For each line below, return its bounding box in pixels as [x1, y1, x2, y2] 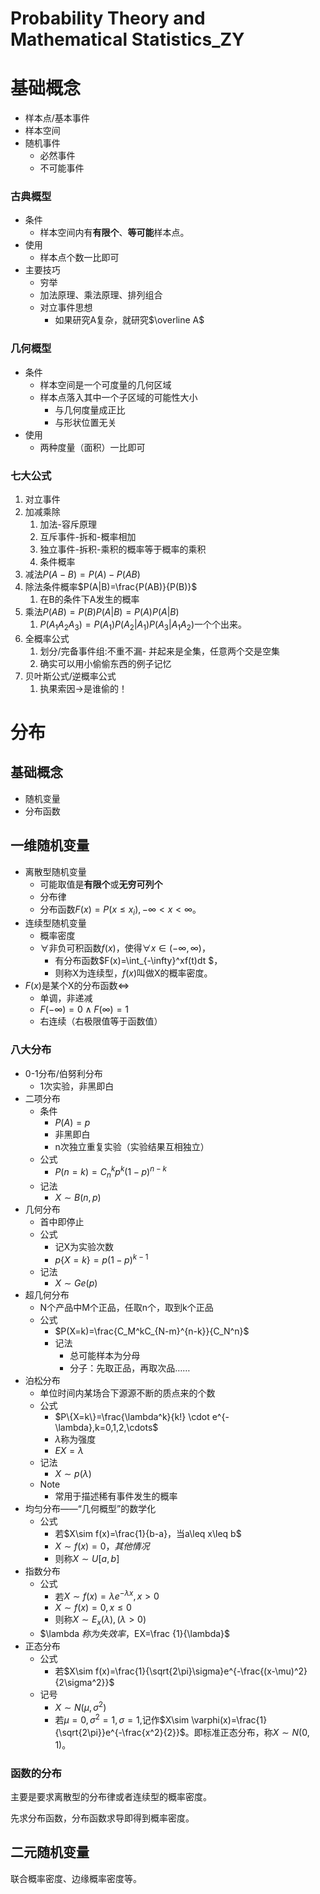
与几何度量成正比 [54, 403, 126, 416]
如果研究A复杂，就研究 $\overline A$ [54, 314, 205, 326]
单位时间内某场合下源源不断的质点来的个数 [39, 1387, 216, 1399]
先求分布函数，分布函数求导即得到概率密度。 [10, 1812, 195, 1824]
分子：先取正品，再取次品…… [69, 1362, 191, 1374]
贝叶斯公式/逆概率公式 [24, 670, 117, 682]
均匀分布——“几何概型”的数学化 [24, 1502, 157, 1514]
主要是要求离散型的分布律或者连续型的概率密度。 [10, 1790, 212, 1802]
